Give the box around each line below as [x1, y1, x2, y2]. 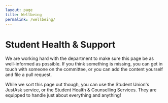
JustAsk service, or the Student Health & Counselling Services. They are [5, 87, 157, 93]
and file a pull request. [5, 72, 52, 78]
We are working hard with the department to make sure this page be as [5, 55, 154, 61]
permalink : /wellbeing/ [5, 17, 56, 22]
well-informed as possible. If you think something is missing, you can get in [5, 61, 163, 67]
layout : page [5, 7, 33, 13]
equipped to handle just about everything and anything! [5, 92, 121, 98]
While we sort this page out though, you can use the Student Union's [5, 82, 150, 88]
